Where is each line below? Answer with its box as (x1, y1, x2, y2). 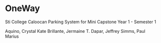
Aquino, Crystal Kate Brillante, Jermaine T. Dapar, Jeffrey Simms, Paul (5, 28, 146, 34)
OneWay (5, 3, 40, 14)
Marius (5, 33, 19, 39)
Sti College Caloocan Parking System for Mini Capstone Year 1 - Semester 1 (5, 19, 157, 25)
